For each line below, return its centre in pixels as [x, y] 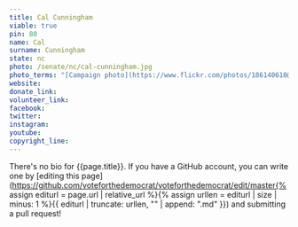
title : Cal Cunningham [51, 17]
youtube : [25, 133]
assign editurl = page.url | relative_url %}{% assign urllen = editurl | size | [143, 194]
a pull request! [35, 213]
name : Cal [27, 42]
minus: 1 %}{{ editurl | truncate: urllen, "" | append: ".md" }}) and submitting [148, 204]
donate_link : [33, 91]
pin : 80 [24, 34]
